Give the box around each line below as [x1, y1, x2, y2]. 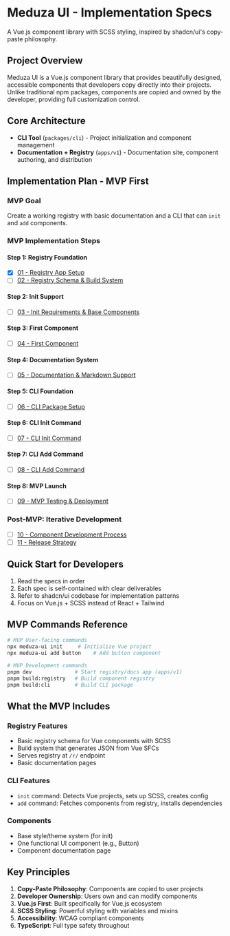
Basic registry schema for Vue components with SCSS [16, 737, 172, 745]
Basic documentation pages [16, 759, 97, 767]
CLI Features [7, 776, 50, 786]
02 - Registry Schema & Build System [16, 276, 124, 284]
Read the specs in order [16, 576, 85, 585]
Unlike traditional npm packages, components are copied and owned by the [7, 87, 222, 96]
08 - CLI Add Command [16, 466, 85, 474]
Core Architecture [7, 115, 86, 127]
